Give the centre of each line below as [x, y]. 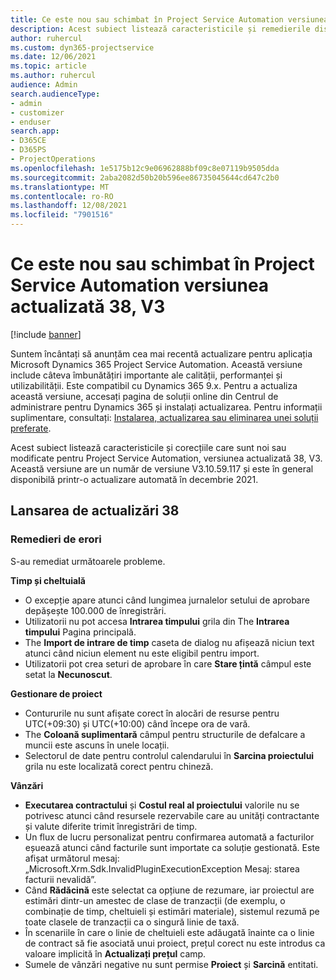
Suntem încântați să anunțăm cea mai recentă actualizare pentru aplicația [161, 353]
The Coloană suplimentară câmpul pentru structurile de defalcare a [165, 734]
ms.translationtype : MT [60, 187]
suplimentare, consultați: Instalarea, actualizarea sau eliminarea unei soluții [164, 417]
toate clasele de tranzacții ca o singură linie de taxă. [132, 922]
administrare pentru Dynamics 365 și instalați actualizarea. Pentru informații [166, 407]
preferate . [31, 428]
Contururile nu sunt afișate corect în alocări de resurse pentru [152, 713]
